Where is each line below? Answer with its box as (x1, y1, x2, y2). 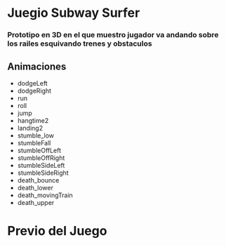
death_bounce (17, 176, 60, 184)
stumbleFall (17, 138, 51, 147)
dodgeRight (17, 86, 51, 95)
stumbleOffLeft (17, 146, 62, 154)
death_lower (17, 183, 54, 192)
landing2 (17, 124, 44, 132)
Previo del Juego (7, 223, 107, 239)
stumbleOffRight (17, 153, 65, 162)
